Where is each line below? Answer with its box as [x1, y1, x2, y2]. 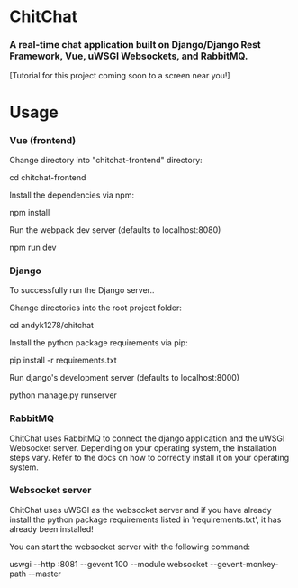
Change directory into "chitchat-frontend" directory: [9, 154, 203, 165]
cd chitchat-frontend [9, 171, 86, 182]
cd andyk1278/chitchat [9, 320, 95, 331]
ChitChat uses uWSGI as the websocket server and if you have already [9, 504, 272, 515]
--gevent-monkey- [210, 558, 279, 569]
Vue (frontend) [9, 133, 77, 146]
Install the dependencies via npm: [9, 189, 135, 200]
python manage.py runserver [9, 390, 117, 400]
